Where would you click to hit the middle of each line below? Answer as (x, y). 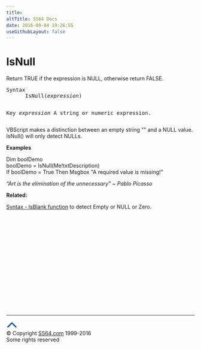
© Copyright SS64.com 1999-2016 (49, 333)
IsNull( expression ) (54, 96)
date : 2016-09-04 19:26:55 (40, 25)
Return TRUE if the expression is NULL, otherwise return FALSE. (85, 78)
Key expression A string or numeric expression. (79, 113)
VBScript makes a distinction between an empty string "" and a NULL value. (100, 130)
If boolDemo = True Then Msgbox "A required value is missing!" (85, 172)
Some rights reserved (33, 340)
